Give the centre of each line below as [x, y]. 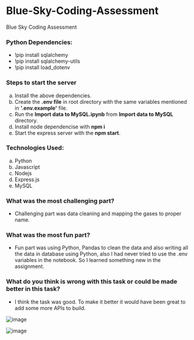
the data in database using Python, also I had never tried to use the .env [101, 254]
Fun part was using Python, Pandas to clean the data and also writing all [101, 248]
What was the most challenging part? [60, 200]
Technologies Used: [35, 148]
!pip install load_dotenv [42, 67]
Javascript [27, 167]
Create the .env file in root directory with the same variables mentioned [101, 101]
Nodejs [23, 173]
